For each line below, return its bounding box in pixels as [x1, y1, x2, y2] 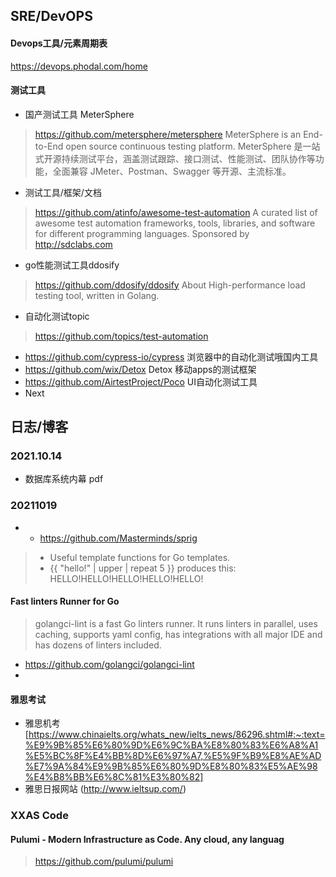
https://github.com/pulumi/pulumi [34, 855, 174, 868]
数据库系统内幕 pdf [24, 473, 104, 485]
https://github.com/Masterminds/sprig [39, 532, 198, 544]
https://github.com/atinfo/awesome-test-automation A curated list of [34, 206, 318, 218]
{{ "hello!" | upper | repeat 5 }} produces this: [49, 562, 237, 574]
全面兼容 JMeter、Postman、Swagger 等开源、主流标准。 [52, 165, 292, 177]
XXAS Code [10, 809, 69, 823]
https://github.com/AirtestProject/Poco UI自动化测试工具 [24, 375, 258, 388]
